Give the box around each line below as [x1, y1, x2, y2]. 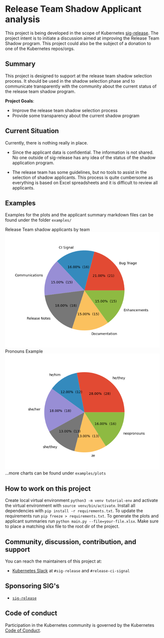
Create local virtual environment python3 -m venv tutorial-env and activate [5, 497, 158, 503]
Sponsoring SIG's [5, 582, 60, 591]
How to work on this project [5, 484, 91, 493]
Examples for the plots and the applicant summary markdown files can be [5, 212, 154, 218]
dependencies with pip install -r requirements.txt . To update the [5, 508, 143, 514]
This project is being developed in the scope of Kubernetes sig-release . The [5, 30, 159, 36]
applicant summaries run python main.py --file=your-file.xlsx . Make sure [5, 518, 159, 524]
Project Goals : [5, 98, 34, 104]
